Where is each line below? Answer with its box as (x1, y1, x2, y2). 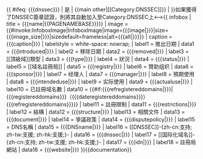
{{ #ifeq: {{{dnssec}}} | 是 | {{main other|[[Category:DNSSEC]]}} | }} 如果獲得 (6, 6, 197, 13)
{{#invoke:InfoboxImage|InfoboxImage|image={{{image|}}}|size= (6, 27, 169, 34)
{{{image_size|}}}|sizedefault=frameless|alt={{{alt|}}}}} (6, 33, 144, 40)
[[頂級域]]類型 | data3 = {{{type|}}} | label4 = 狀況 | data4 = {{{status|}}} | (6, 56, 190, 62)
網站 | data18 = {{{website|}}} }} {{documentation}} (6, 146, 132, 153)
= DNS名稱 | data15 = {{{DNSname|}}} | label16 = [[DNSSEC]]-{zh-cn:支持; (6, 123, 193, 131)
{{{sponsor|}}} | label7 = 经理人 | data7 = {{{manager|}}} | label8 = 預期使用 (6, 71, 195, 77)
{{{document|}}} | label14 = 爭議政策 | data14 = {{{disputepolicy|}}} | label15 (6, 116, 195, 123)
